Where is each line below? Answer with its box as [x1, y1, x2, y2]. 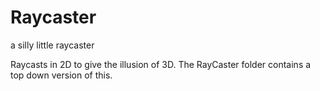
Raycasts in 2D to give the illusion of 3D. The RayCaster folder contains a [10, 58, 312, 70]
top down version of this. [10, 69, 113, 81]
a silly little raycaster [10, 39, 95, 51]
